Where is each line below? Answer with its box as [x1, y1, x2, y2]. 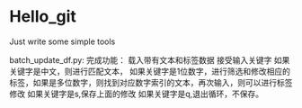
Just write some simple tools [9, 36, 116, 47]
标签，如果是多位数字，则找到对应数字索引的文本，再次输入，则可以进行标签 [9, 76, 293, 87]
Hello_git [9, 6, 76, 27]
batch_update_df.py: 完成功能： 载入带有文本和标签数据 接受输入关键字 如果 [9, 54, 290, 65]
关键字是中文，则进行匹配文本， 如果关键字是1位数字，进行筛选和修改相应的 [9, 66, 290, 76]
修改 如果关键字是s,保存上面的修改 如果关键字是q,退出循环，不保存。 [9, 88, 263, 99]
